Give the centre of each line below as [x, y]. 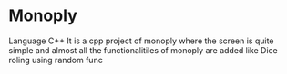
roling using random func [56, 60]
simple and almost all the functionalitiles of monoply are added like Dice [143, 50]
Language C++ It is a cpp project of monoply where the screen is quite [141, 41]
